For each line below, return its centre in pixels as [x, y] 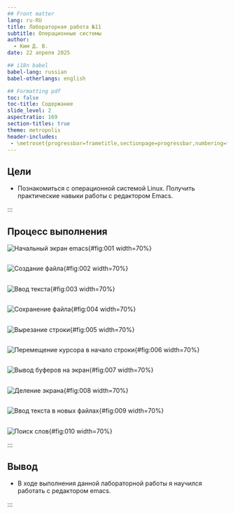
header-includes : [33, 137]
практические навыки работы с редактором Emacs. [95, 196]
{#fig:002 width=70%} [96, 269]
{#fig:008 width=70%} [96, 390]
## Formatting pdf [34, 91]
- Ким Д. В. [31, 46]
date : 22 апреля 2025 [39, 53]
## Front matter [31, 14]
